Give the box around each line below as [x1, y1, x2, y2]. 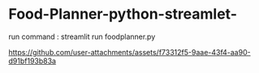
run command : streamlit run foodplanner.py [8, 32, 156, 41]
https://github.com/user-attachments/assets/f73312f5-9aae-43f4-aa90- [8, 47, 251, 57]
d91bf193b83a [8, 56, 57, 66]
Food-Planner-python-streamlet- [8, 5, 238, 24]
